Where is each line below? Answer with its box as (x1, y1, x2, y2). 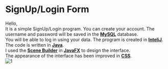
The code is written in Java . (5, 42, 64, 48)
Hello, (5, 20, 18, 26)
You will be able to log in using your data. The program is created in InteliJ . (5, 37, 163, 43)
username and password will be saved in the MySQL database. (5, 31, 138, 37)
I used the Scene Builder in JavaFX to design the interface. (5, 47, 130, 53)
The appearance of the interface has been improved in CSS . (5, 52, 132, 59)
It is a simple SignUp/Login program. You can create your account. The (5, 25, 155, 31)
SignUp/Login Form (5, 4, 89, 15)
